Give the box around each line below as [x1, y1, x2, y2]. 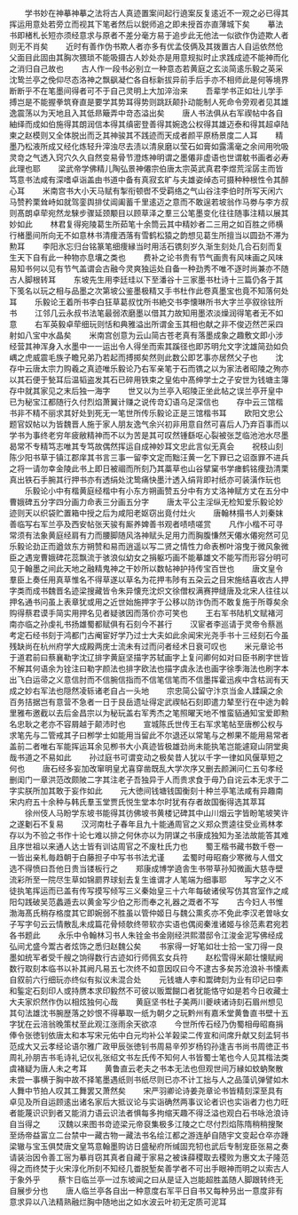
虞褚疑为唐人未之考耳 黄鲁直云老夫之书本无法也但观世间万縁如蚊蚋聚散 [9, 1063, 284, 1074]
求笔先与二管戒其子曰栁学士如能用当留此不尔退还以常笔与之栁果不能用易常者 [9, 730, 289, 740]
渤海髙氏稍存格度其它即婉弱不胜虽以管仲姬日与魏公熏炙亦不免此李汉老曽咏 [9, 907, 281, 918]
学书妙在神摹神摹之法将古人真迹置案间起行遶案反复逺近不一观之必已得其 [24, 8, 289, 18]
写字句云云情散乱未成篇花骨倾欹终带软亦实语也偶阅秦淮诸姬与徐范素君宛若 [16, 919, 289, 929]
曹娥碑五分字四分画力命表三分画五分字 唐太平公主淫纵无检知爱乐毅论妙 [9, 497, 284, 507]
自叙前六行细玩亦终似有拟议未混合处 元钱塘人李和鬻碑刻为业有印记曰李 [9, 974, 284, 985]
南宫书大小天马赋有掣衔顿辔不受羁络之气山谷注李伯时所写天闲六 [50, 186, 284, 196]
